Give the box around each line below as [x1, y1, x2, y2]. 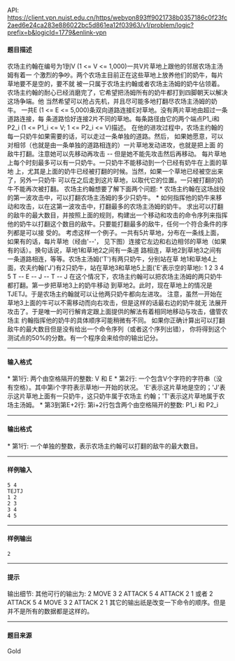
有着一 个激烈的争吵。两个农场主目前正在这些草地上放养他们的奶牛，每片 [13, 71, 224, 79]
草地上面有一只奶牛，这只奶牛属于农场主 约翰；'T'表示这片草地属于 [25, 392, 219, 400]
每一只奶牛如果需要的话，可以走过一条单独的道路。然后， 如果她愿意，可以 [7, 132, 224, 141]
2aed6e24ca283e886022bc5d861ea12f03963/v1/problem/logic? [7, 21, 194, 29]
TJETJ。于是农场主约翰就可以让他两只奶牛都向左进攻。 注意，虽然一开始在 [7, 290, 222, 299]
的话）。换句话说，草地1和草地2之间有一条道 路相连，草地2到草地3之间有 [13, 246, 222, 254]
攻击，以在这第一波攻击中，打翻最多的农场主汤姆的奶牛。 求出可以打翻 [19, 203, 224, 211]
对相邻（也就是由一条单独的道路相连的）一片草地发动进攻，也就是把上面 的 [7, 141, 224, 149]
